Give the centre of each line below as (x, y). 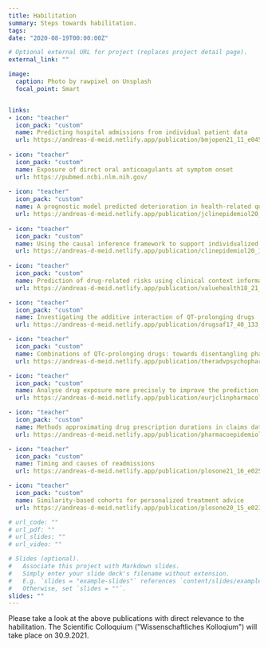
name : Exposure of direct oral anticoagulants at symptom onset (124, 169)
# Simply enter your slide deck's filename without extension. (119, 573)
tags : (17, 30)
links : (19, 110)
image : (19, 74)
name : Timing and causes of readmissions (85, 464)
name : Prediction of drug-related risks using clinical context (124, 281)
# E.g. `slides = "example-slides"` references (93, 581)
